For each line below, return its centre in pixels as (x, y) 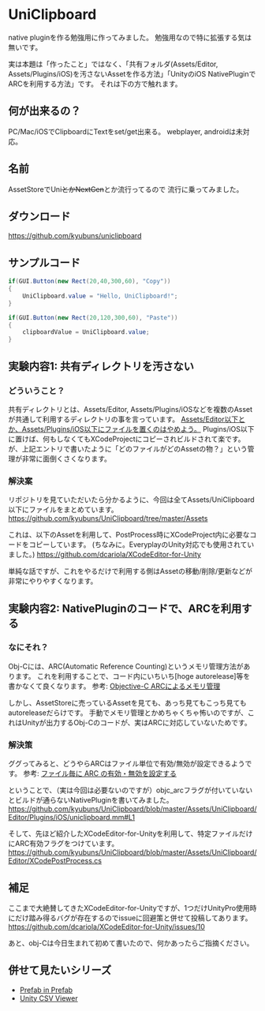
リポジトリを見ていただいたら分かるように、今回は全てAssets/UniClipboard (131, 500)
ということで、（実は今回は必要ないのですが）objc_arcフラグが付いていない (131, 790)
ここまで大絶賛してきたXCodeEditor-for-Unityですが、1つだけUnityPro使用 (129, 908)
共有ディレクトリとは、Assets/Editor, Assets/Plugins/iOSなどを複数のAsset (131, 409)
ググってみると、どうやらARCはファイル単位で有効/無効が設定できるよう (127, 764)
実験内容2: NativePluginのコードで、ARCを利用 (125, 608)
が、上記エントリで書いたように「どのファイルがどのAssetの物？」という (128, 448)
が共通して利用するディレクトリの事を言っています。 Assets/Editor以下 (123, 419)
